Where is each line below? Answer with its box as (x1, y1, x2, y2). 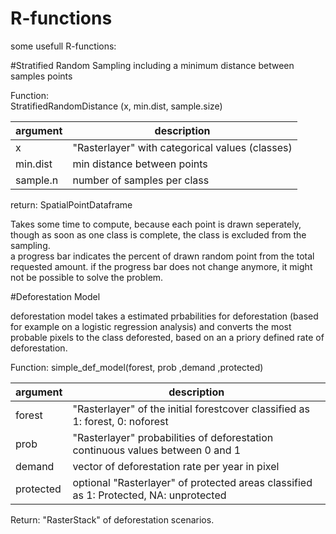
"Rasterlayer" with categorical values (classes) (72, 140, 293, 154)
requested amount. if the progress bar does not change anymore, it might (10, 260, 313, 272)
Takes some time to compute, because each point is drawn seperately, (10, 218, 302, 230)
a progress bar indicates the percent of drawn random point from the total (10, 250, 315, 262)
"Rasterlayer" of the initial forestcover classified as (72, 402, 311, 416)
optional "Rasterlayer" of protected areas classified (72, 475, 313, 489)
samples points (10, 70, 73, 82)
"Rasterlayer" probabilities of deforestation (72, 430, 274, 444)
